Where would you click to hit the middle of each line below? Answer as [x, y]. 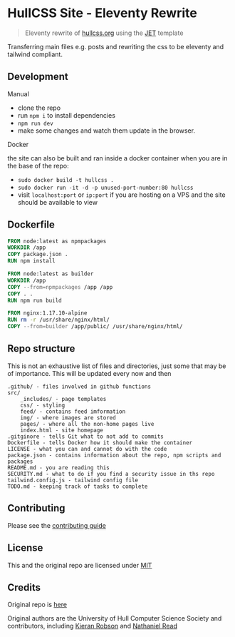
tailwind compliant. [35, 54]
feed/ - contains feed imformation [73, 412]
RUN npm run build [35, 300]
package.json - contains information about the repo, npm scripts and [114, 455]
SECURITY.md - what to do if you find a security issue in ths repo [111, 474]
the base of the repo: [38, 165]
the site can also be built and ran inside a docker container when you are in [117, 158]
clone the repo [39, 108]
